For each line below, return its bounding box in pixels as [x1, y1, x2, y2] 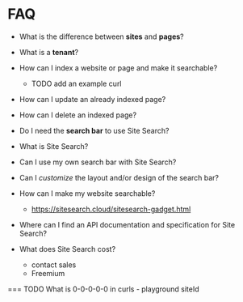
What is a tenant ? [19, 47, 78, 57]
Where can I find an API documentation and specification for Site [19, 219, 236, 229]
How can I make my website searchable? [19, 188, 156, 198]
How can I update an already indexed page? [19, 94, 166, 104]
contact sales [31, 260, 77, 270]
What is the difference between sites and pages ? [19, 32, 184, 41]
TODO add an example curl [31, 79, 122, 88]
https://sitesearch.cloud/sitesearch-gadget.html [31, 204, 191, 214]
